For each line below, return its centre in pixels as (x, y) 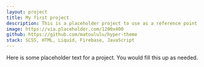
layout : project (27, 12)
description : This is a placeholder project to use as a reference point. (103, 23)
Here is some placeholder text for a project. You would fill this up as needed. (102, 58)
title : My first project (38, 18)
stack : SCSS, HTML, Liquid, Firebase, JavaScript (71, 40)
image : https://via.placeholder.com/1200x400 (65, 29)
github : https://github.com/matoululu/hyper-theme (72, 35)
